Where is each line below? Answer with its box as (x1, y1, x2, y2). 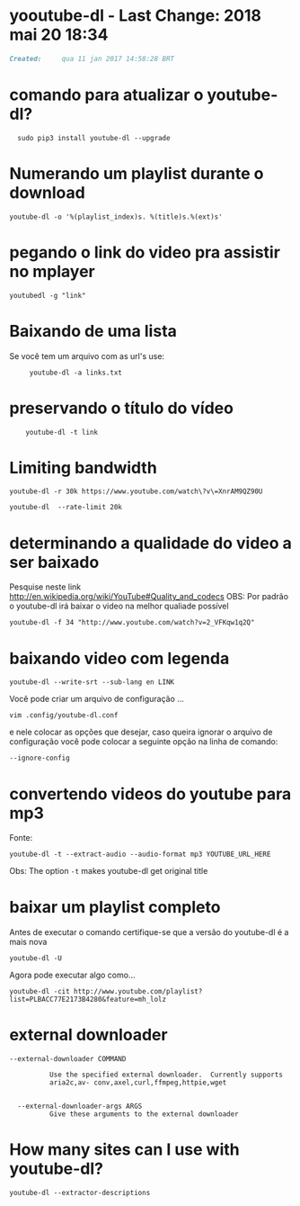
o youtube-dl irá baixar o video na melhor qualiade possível (9, 600, 229, 612)
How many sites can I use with (9, 1139, 240, 1160)
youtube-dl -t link (25, 427, 99, 436)
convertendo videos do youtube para (9, 784, 292, 804)
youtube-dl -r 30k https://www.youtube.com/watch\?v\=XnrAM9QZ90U (9, 487, 263, 496)
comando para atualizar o (9, 85, 204, 104)
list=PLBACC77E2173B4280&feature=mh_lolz (9, 995, 167, 1004)
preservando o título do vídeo (9, 398, 234, 418)
